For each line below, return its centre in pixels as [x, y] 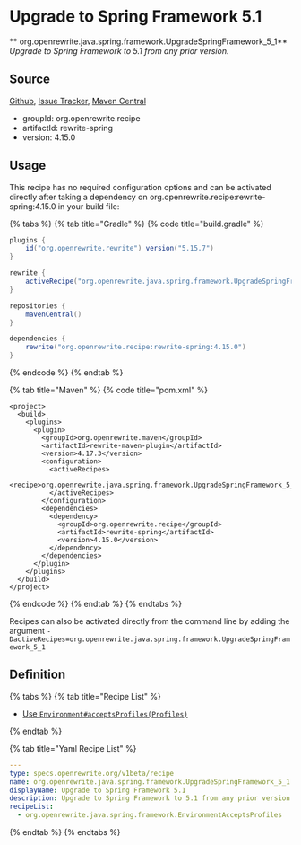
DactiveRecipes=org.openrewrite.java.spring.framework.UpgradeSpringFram [150, 639]
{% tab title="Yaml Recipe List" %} [73, 748]
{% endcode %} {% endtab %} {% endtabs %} [95, 604]
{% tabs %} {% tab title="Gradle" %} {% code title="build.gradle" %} [137, 224]
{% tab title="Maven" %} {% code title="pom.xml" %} [109, 390]
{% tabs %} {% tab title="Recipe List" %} [85, 696]
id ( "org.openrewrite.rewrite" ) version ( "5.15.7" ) [120, 249]
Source [30, 79]
